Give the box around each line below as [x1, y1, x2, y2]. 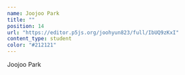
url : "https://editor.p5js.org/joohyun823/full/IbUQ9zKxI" [7, 29, 180, 36]
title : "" [7, 16, 36, 23]
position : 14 [7, 22, 45, 29]
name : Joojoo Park [7, 10, 60, 17]
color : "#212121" [7, 42, 57, 48]
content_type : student [7, 35, 72, 42]
